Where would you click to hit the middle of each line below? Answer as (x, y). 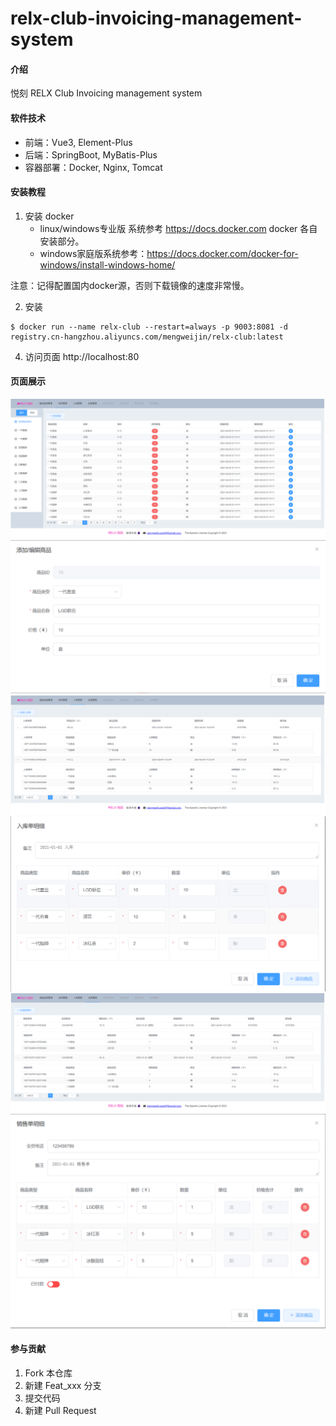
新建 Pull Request (60, 1410)
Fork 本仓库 (48, 1373)
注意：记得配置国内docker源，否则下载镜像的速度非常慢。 (130, 285)
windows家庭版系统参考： (93, 253)
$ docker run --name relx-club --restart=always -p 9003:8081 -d (149, 327)
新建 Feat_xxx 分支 (63, 1385)
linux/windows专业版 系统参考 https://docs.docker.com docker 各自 (178, 228)
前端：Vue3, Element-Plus (78, 142)
